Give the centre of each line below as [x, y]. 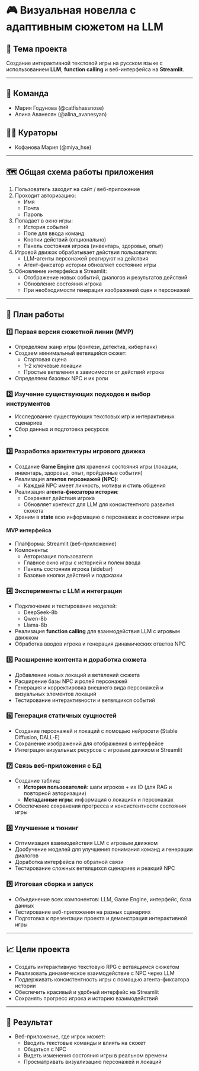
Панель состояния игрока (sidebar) [68, 568]
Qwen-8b [35, 619]
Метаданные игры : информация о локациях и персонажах [98, 800]
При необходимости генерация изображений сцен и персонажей [107, 290]
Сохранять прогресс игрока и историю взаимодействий [86, 998]
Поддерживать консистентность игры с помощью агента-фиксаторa [102, 979]
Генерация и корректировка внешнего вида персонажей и [89, 687]
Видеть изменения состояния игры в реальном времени [95, 1056]
